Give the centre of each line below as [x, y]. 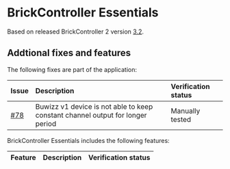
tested [181, 119]
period [46, 123]
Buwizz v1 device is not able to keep [94, 106]
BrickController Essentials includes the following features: [88, 140]
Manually [186, 111]
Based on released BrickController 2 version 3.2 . [76, 31]
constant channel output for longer [91, 115]
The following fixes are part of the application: [72, 69]
